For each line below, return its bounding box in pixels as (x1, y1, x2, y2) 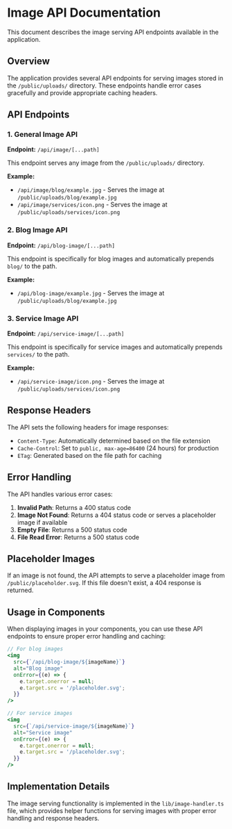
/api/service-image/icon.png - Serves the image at (17, 377, 165, 386)
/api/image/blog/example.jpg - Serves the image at (17, 186, 165, 194)
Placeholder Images (7, 553, 96, 565)
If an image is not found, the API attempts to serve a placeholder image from (7, 571, 225, 580)
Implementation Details (7, 780, 110, 793)
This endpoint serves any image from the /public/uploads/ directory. (7, 158, 205, 167)
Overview (7, 56, 51, 67)
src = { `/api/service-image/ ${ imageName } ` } (13, 723, 135, 730)
